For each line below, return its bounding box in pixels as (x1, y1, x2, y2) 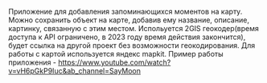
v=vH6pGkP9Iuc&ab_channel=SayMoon (8, 66, 142, 75)
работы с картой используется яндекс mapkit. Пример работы (8, 49, 224, 58)
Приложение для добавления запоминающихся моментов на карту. (8, 7, 243, 16)
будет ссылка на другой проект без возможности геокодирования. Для (8, 41, 256, 50)
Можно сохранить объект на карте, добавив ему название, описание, (8, 15, 249, 25)
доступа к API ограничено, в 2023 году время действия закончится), (8, 32, 246, 41)
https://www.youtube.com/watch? (58, 57, 171, 67)
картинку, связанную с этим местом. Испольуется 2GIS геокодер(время (8, 24, 260, 33)
